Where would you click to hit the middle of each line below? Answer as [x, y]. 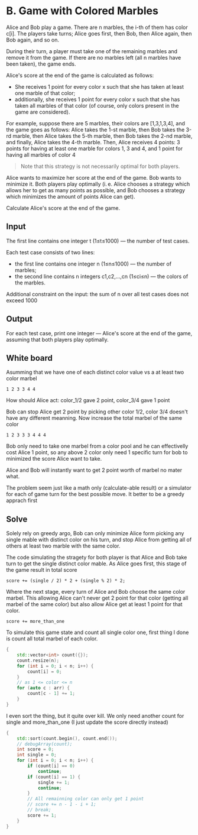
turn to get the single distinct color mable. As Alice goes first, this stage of [96, 564]
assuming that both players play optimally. [57, 339]
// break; [39, 810]
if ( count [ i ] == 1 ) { [54, 777]
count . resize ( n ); [38, 661]
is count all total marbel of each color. [52, 639]
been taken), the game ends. [41, 64]
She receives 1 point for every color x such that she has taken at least [99, 86]
